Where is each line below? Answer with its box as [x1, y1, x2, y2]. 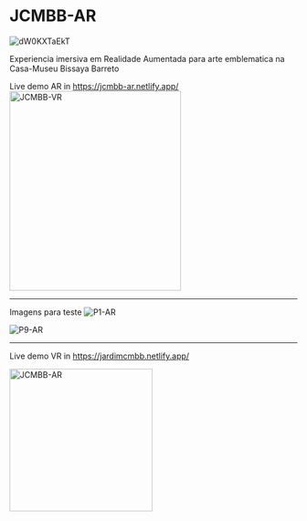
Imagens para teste [9, 307, 82, 318]
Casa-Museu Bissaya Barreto [9, 63, 120, 74]
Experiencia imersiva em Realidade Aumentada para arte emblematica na [9, 53, 285, 64]
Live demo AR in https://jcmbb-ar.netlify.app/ [9, 80, 179, 91]
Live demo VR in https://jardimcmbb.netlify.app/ [9, 350, 190, 361]
